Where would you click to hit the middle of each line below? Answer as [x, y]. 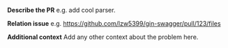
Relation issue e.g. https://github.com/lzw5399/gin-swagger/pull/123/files [114, 23]
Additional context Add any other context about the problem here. [103, 37]
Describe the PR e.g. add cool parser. [61, 10]
